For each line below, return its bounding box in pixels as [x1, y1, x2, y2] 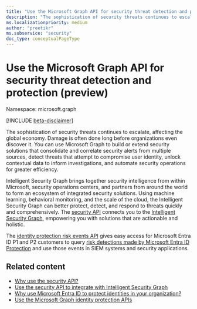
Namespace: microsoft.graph [6, 105, 77, 112]
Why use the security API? [14, 277, 79, 284]
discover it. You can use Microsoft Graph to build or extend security [6, 140, 170, 147]
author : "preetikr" [6, 25, 54, 31]
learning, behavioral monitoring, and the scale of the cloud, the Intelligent [6, 196, 184, 203]
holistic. [6, 221, 25, 228]
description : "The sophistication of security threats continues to [6, 14, 177, 20]
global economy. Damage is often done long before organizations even [6, 135, 178, 142]
